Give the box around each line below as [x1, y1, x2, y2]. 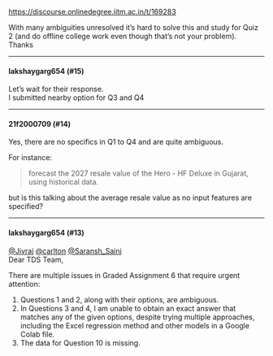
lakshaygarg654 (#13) [8, 228, 85, 237]
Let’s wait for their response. [8, 85, 104, 94]
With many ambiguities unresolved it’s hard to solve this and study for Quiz [8, 23, 258, 32]
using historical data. [28, 177, 99, 187]
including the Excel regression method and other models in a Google [19, 320, 250, 330]
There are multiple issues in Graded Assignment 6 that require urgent [8, 270, 240, 280]
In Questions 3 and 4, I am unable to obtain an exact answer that [19, 303, 236, 313]
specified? [8, 202, 43, 211]
